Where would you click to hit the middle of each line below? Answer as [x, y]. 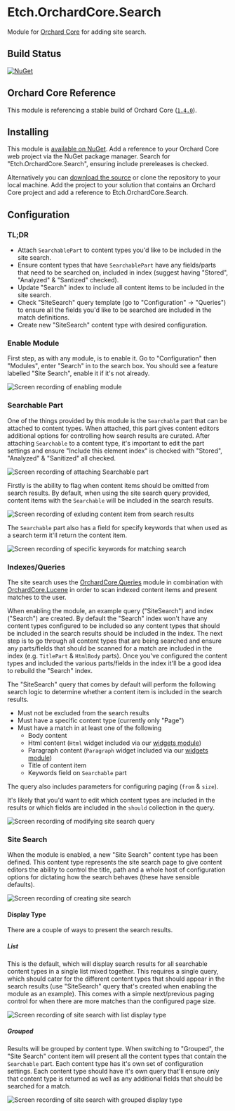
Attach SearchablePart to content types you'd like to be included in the [119, 250]
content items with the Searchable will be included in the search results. [110, 500]
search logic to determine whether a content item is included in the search [115, 691]
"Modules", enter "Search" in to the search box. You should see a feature [113, 366]
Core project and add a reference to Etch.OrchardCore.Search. [98, 193]
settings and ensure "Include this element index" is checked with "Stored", [115, 451]
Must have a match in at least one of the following [89, 728]
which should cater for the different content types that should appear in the [116, 979]
